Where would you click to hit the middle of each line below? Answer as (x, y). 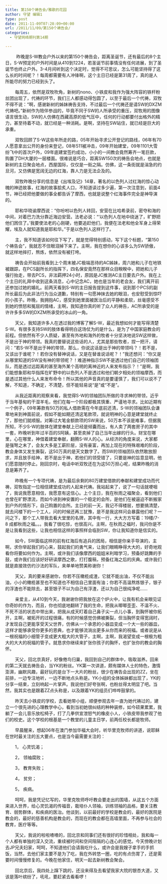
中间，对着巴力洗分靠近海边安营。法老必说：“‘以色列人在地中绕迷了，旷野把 (83, 217)
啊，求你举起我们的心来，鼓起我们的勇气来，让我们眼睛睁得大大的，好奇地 (81, 547)
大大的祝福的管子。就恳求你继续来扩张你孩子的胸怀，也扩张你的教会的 (85, 642)
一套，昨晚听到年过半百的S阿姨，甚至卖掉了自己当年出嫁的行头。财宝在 (78, 433)
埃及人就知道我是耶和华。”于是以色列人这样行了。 (64, 229)
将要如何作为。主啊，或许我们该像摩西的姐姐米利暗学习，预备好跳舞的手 (88, 553)
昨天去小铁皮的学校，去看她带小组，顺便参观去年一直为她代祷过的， (84, 701)
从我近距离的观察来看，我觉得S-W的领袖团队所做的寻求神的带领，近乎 (87, 395)
